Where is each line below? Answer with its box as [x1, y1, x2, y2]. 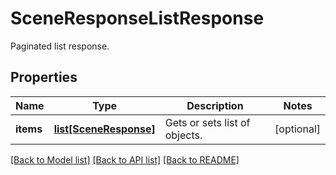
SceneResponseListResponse [10, 7, 265, 30]
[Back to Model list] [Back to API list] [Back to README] [10, 153, 240, 166]
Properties [10, 69, 78, 86]
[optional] [274, 122, 321, 136]
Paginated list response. [10, 40, 110, 52]
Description [186, 98, 244, 112]
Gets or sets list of [164, 115, 251, 129]
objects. [164, 128, 203, 142]
